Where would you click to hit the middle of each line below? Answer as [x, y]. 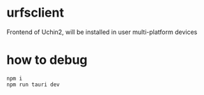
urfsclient [35, 13]
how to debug [47, 60]
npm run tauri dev [33, 85]
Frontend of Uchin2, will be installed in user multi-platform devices [102, 32]
